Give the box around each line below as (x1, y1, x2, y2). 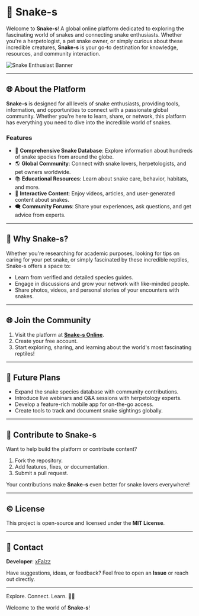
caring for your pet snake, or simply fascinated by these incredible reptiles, (6, 256, 190, 263)
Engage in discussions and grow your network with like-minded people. (14, 280, 190, 287)
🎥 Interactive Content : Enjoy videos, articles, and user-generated (14, 190, 175, 197)
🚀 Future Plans (6, 373, 61, 383)
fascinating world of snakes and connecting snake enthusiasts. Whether (6, 31, 182, 38)
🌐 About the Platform (6, 84, 86, 94)
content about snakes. (14, 196, 69, 204)
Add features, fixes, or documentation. (14, 463, 110, 470)
